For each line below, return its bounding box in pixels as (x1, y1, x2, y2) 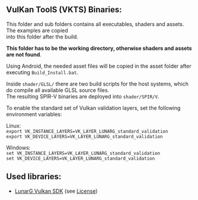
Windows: (6, 144, 31, 151)
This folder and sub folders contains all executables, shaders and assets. (6, 20, 184, 27)
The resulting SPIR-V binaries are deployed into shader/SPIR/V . (6, 93, 159, 100)
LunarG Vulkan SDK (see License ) (14, 187, 98, 195)
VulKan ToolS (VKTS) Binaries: (6, 5, 123, 15)
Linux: (6, 122, 21, 129)
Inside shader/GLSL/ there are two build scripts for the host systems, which (6, 80, 189, 87)
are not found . (6, 50, 42, 58)
